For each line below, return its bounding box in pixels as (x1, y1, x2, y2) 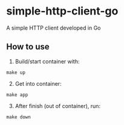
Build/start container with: (15, 57, 80, 65)
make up (6, 69, 26, 75)
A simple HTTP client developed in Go (6, 24, 101, 31)
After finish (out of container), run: (15, 102, 101, 109)
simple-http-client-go (6, 4, 119, 18)
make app (6, 92, 28, 98)
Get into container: (15, 80, 62, 87)
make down (6, 114, 31, 120)
